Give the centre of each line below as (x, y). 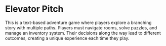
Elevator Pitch (34, 9)
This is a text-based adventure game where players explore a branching (78, 23)
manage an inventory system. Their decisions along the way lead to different (83, 33)
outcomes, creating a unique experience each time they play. (67, 38)
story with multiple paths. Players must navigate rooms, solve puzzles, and (81, 27)
